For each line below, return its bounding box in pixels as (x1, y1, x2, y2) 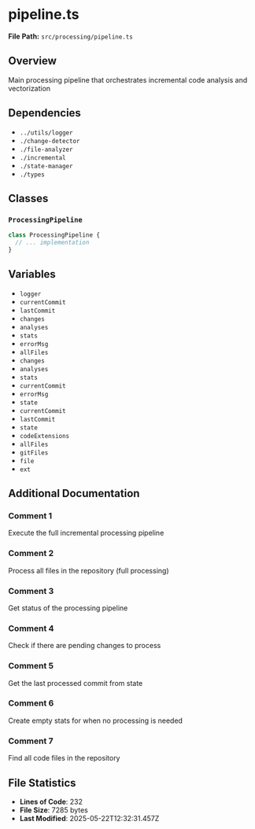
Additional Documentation (8, 487, 140, 500)
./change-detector (19, 137, 80, 145)
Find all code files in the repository (8, 753, 120, 763)
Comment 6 (8, 698, 54, 709)
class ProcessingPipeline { (8, 231, 101, 239)
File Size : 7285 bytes (19, 805, 88, 815)
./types (19, 171, 45, 179)
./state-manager (19, 162, 73, 170)
